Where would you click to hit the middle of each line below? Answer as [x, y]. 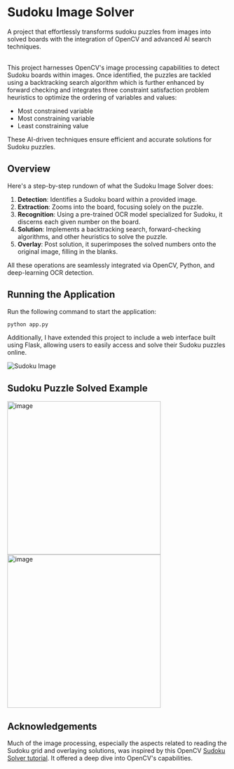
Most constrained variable [55, 111]
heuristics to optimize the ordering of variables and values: [92, 97]
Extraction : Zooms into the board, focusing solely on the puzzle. [111, 207]
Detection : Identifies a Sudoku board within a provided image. [107, 199]
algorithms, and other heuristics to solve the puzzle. [92, 236]
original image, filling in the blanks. [67, 251]
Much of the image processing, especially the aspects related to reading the [117, 743]
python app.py [28, 324]
